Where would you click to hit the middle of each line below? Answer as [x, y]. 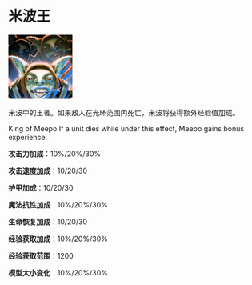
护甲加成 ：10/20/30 [41, 187]
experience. [28, 137]
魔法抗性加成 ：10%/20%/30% [58, 204]
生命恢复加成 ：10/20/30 [48, 222]
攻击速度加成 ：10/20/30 [48, 171]
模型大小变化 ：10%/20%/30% [58, 272]
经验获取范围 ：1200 [41, 255]
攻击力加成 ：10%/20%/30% [55, 154]
